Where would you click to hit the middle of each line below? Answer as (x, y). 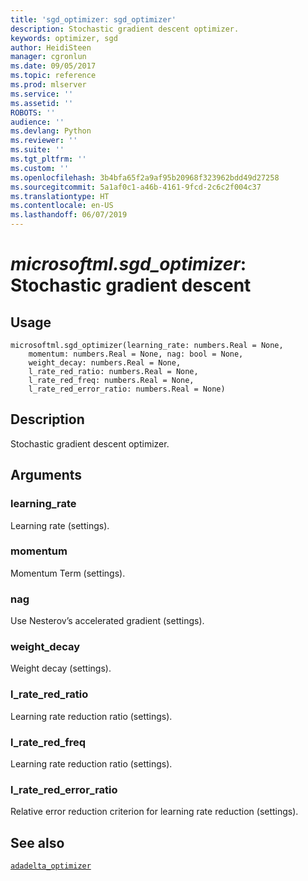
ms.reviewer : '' (44, 141)
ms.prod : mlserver (48, 85)
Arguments (46, 475)
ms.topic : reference (53, 76)
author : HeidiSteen (51, 47)
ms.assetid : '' (42, 103)
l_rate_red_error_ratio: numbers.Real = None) (127, 389)
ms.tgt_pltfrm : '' (48, 159)
